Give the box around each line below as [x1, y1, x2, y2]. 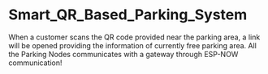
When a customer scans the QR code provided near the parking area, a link [8, 32, 261, 42]
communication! [8, 58, 63, 68]
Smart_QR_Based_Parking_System [8, 6, 248, 24]
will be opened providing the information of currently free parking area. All [8, 40, 257, 50]
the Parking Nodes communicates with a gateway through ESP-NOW [8, 49, 239, 59]
